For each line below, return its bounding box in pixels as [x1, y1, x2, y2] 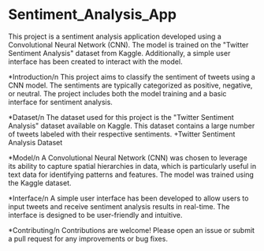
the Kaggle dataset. [8, 178, 72, 187]
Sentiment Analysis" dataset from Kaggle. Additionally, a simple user [8, 48, 231, 58]
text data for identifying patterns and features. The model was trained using [8, 170, 255, 179]
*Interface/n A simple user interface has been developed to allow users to [8, 193, 249, 203]
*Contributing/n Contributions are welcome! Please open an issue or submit [8, 225, 255, 234]
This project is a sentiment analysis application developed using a [8, 32, 222, 41]
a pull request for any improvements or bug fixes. [8, 234, 168, 243]
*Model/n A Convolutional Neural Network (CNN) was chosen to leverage [8, 152, 248, 163]
